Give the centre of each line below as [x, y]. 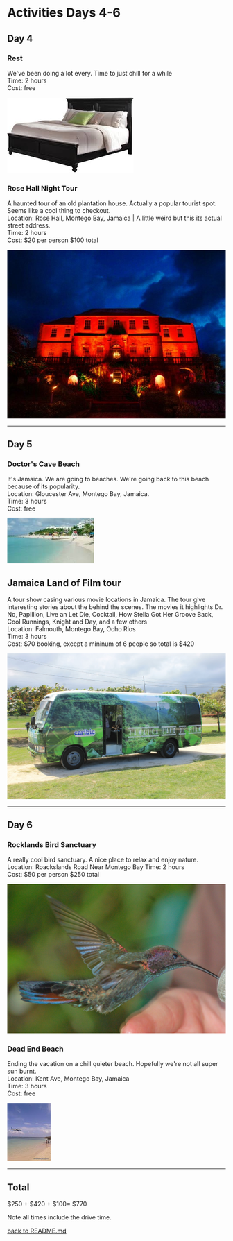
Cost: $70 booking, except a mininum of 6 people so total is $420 [101, 644]
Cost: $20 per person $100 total [53, 240]
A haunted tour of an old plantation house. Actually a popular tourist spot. [112, 203]
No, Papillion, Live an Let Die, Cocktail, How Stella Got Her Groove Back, [110, 614]
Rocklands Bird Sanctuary [52, 844]
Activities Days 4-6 [64, 13]
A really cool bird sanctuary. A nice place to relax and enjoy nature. [103, 860]
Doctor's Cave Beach [43, 464]
